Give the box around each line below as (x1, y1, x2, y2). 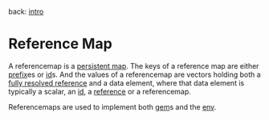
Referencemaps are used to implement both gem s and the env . (8, 102, 217, 111)
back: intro (8, 7, 44, 16)
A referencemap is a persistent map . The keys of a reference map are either (8, 61, 259, 70)
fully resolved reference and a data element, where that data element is (8, 78, 245, 87)
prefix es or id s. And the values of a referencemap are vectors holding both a (8, 70, 261, 79)
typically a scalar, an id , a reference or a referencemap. (8, 86, 191, 96)
